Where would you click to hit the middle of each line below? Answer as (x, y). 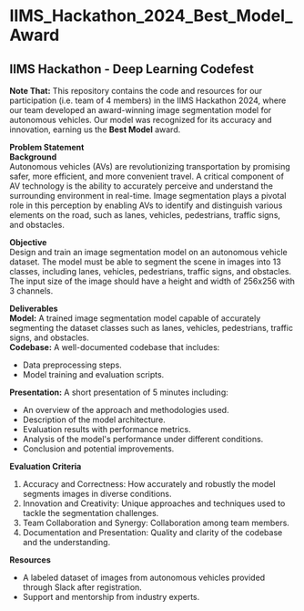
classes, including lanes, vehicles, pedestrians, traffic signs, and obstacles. (151, 271)
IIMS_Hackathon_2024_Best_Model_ (151, 16)
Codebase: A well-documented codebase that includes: (115, 347)
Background (33, 157)
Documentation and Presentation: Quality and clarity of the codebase (152, 533)
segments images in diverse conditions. (97, 494)
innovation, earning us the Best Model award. (95, 129)
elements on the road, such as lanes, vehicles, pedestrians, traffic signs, (145, 215)
